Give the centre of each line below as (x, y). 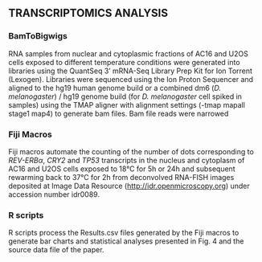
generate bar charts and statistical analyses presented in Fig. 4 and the (126, 241)
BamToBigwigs (38, 36)
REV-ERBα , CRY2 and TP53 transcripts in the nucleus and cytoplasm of (127, 160)
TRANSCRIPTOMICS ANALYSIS (88, 13)
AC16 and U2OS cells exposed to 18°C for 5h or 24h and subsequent (122, 169)
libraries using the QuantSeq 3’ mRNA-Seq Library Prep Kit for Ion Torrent (131, 71)
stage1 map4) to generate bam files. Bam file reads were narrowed (119, 113)
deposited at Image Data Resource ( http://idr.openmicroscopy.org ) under (129, 186)
